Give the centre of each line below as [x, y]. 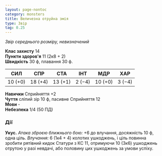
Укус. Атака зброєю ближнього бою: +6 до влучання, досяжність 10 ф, [79, 133]
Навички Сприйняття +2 [30, 94]
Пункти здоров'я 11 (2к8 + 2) [35, 56]
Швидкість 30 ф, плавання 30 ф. [39, 62]
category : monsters [25, 14]
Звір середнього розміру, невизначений [47, 42]
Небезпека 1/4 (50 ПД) [29, 110]
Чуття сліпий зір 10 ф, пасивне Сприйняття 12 [53, 99]
